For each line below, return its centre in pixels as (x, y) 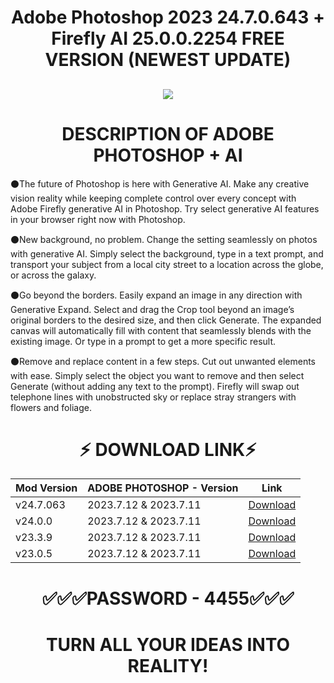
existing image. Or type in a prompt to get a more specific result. (143, 341)
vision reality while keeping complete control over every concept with (153, 198)
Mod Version (46, 488)
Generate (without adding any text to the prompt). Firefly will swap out (155, 386)
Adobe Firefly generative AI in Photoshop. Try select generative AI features (165, 208)
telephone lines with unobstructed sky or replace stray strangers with (153, 397)
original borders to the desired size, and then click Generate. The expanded (166, 320)
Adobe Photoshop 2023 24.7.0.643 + (168, 17)
